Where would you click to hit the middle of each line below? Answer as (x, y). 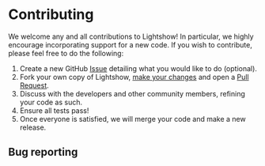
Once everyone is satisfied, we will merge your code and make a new (133, 119)
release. (33, 127)
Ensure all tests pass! (54, 110)
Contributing (51, 15)
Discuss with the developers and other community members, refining (132, 93)
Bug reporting (43, 152)
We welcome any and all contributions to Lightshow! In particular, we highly (131, 36)
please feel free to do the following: (66, 53)
